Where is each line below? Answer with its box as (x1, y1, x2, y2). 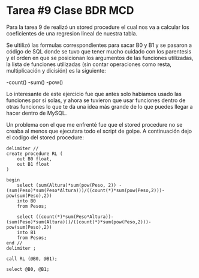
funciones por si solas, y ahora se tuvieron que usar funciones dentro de (6, 97, 186, 104)
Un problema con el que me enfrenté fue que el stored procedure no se (6, 121, 183, 128)
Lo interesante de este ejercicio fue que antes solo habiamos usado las (6, 90, 182, 97)
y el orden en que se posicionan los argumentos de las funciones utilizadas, (6, 54, 194, 61)
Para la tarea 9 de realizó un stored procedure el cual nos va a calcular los (6, 23, 190, 31)
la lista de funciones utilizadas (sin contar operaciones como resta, (6, 61, 172, 68)
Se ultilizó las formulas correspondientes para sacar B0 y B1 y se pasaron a (6, 41, 192, 49)
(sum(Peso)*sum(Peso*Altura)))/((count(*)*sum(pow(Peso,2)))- (6, 187, 165, 193)
